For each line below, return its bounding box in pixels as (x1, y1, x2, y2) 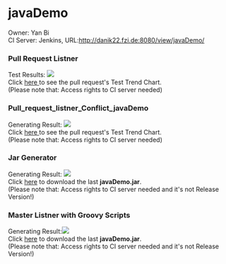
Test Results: (8, 71, 46, 79)
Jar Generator (8, 153, 57, 163)
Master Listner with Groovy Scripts (8, 210, 131, 220)
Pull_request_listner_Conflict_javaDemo (8, 103, 149, 113)
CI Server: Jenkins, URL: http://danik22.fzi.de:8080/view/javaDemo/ (8, 35, 205, 44)
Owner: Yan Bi (8, 28, 49, 37)
